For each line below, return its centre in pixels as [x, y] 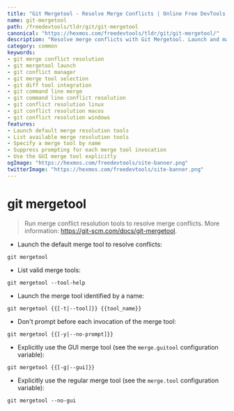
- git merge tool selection [48, 79]
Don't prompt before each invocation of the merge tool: [96, 321]
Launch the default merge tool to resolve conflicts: [89, 244]
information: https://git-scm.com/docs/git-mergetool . [101, 230]
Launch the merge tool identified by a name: [81, 296]
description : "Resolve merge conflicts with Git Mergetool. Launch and [113, 40]
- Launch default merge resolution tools [68, 130]
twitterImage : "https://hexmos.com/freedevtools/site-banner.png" [106, 169]
